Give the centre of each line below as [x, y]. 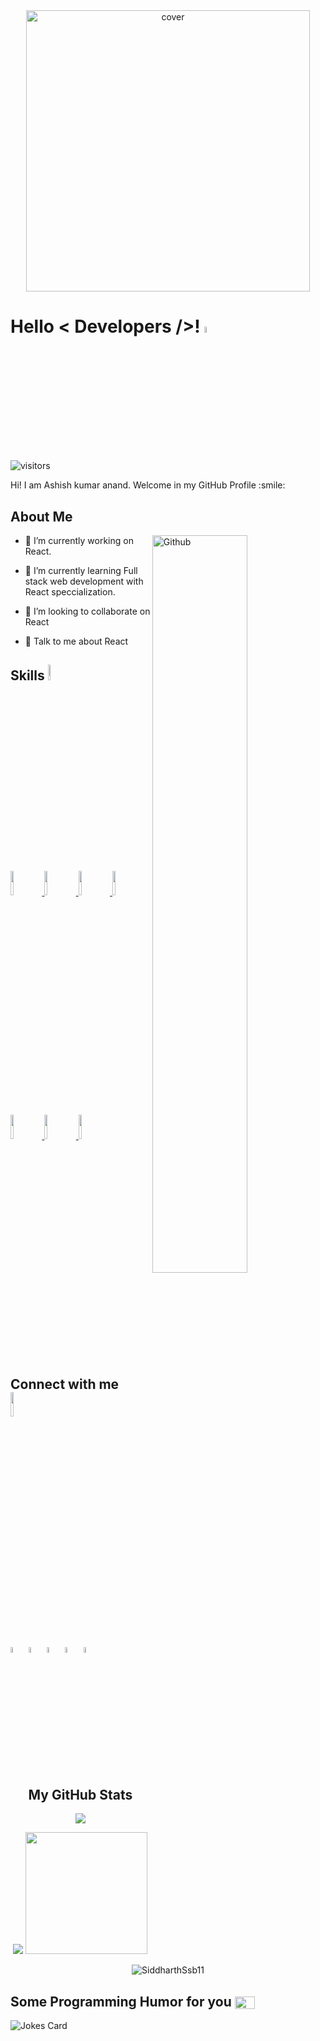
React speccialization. [70, 592]
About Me [41, 516]
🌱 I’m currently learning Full [81, 570]
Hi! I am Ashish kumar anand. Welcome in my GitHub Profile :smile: [148, 485]
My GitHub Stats [80, 1795]
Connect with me [65, 1384]
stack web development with [84, 581]
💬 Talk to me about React [76, 641]
